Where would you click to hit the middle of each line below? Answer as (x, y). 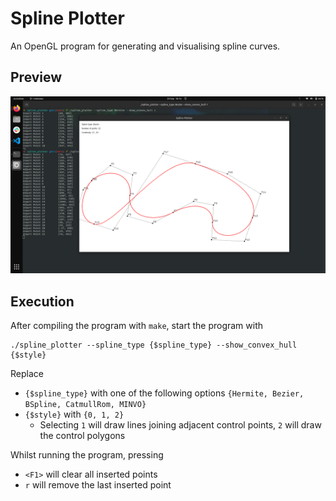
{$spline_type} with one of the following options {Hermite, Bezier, (164, 393)
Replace (27, 374)
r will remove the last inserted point (98, 485)
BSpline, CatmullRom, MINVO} (85, 405)
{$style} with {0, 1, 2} (74, 414)
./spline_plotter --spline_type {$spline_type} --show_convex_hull (154, 345)
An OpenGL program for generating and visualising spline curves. (145, 46)
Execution (42, 301)
